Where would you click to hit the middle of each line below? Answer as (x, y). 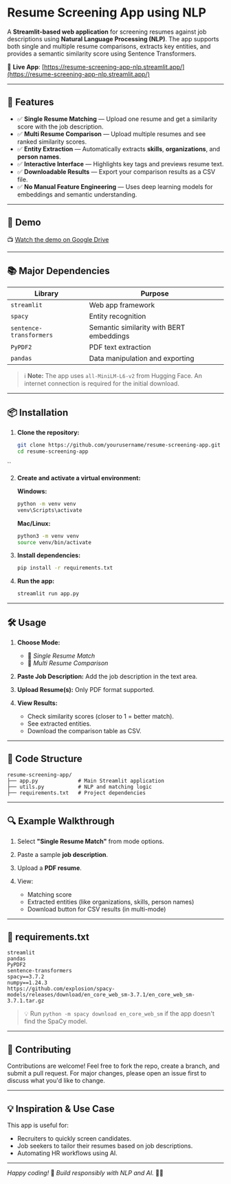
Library (46, 293)
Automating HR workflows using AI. (67, 1153)
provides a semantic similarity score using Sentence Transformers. (102, 54)
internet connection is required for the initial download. (102, 383)
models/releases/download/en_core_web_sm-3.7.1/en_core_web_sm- (101, 995)
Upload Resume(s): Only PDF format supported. (86, 690)
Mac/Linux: (34, 523)
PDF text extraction (120, 347)
